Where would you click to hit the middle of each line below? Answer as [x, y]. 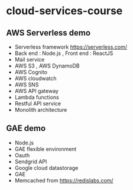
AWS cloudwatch [36, 78]
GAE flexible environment [46, 149]
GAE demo [26, 128]
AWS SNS [27, 85]
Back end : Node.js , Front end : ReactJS [64, 53]
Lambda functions [37, 97]
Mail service [30, 59]
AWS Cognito [31, 72]
